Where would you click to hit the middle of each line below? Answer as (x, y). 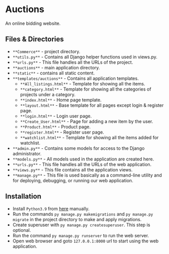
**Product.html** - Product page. (55, 126)
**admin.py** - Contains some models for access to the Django (79, 148)
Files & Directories (35, 39)
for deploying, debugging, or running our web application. (73, 180)
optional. (22, 230)
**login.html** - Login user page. (56, 116)
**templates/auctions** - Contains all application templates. (76, 78)
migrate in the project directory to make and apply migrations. (77, 219)
